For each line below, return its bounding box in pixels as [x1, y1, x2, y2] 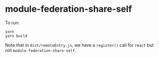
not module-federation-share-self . [5, 47, 77, 53]
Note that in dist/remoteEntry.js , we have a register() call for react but [5, 42, 154, 48]
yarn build [5, 33, 28, 38]
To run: [5, 20, 20, 26]
